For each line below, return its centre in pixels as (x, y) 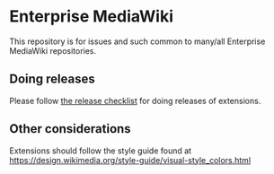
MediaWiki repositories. (53, 50)
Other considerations (71, 129)
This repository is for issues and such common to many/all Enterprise (137, 41)
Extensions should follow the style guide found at (100, 151)
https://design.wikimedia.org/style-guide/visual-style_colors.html (130, 160)
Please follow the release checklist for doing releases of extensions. (135, 100)
